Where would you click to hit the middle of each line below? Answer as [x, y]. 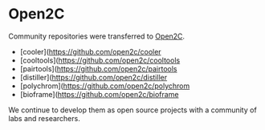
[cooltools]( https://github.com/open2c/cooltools [100, 60]
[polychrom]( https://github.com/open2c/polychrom [105, 86]
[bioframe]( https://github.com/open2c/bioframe [99, 94]
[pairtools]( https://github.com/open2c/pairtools [98, 68]
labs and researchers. [44, 118]
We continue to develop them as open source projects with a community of [132, 110]
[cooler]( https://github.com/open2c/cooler [91, 51]
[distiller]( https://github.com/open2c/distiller [93, 77]
